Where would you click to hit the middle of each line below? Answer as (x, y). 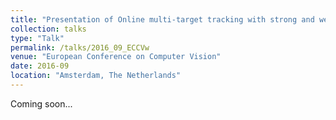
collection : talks (48, 29)
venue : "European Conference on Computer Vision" (116, 57)
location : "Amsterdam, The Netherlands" (96, 76)
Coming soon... (41, 103)
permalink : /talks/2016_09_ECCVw (80, 47)
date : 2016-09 (40, 66)
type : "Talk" (37, 38)
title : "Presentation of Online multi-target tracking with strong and (162, 19)
